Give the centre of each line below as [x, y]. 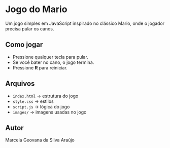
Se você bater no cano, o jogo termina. [53, 62]
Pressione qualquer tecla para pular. [50, 57]
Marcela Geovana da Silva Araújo [40, 140]
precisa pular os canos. [30, 28]
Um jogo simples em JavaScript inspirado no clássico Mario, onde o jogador [85, 23]
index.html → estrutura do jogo [45, 96]
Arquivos [20, 84]
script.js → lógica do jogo [41, 106]
